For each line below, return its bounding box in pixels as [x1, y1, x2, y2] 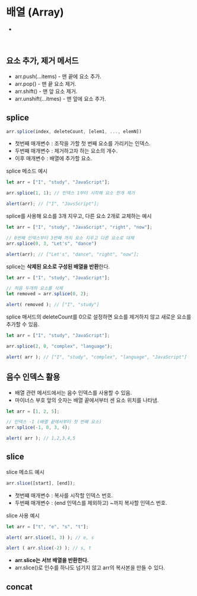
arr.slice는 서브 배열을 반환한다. [14, 557, 89, 564]
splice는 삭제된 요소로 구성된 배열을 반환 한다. [6, 263, 110, 270]
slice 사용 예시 [6, 511, 40, 519]
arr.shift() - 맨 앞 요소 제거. [14, 88, 78, 95]
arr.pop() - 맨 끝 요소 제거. [14, 80, 77, 87]
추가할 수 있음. [6, 321, 40, 328]
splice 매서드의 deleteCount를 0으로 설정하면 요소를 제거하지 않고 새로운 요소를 [6, 313, 192, 320]
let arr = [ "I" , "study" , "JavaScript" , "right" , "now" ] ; [6, 224, 152, 230]
